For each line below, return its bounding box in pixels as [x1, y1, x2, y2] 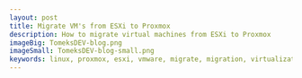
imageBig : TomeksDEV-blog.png [9, 38, 123, 48]
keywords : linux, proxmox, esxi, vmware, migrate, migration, [9, 55, 247, 64]
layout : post [9, 13, 58, 22]
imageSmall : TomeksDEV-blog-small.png [9, 47, 155, 56]
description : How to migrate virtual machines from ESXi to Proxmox [9, 30, 271, 39]
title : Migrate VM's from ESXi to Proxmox [9, 22, 171, 30]
